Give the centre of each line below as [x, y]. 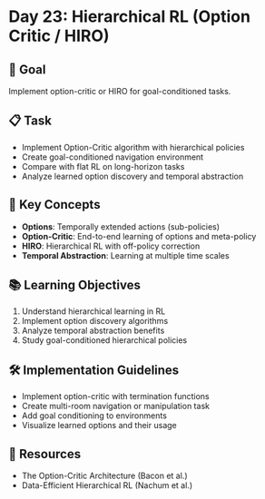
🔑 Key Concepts [54, 205]
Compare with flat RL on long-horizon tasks [103, 166]
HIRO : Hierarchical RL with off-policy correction [111, 246]
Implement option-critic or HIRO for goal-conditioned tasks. [120, 91]
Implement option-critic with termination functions [115, 396]
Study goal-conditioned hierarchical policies [104, 340]
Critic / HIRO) [59, 36]
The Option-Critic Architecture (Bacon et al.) [104, 476]
